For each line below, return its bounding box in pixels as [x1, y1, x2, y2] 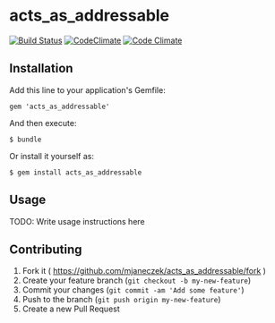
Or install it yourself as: [9, 150, 94, 161]
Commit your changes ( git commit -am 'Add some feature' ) [21, 285, 245, 295]
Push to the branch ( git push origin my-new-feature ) [21, 294, 221, 305]
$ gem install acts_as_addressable [9, 167, 142, 177]
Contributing [9, 242, 82, 257]
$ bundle [9, 135, 42, 144]
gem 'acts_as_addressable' [9, 102, 110, 111]
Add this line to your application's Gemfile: [9, 84, 166, 95]
